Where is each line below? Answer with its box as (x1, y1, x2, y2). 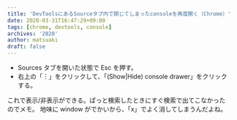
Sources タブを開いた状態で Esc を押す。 (17, 64, 138, 71)
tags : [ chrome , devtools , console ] (7, 23, 112, 30)
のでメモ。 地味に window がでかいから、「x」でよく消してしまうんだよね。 (7, 105, 227, 113)
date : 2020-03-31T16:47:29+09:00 (7, 17, 106, 24)
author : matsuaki (7, 37, 59, 44)
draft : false (7, 43, 46, 50)
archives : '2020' (7, 30, 59, 37)
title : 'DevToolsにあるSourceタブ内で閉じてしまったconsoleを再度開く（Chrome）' (7, 10, 231, 18)
